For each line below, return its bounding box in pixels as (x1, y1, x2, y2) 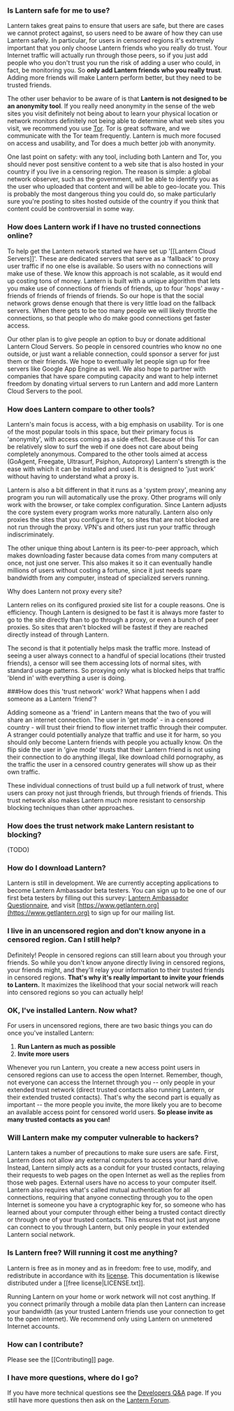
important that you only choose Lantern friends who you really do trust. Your (7, 44, 228, 52)
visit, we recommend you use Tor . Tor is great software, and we (7, 125, 190, 133)
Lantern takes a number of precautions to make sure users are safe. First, (7, 1149, 219, 1157)
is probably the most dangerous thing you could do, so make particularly (7, 190, 217, 198)
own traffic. (7, 767, 41, 776)
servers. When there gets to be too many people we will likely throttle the (7, 306, 218, 315)
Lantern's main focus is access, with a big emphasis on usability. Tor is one (7, 420, 224, 428)
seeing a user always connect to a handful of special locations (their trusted (7, 651, 226, 660)
